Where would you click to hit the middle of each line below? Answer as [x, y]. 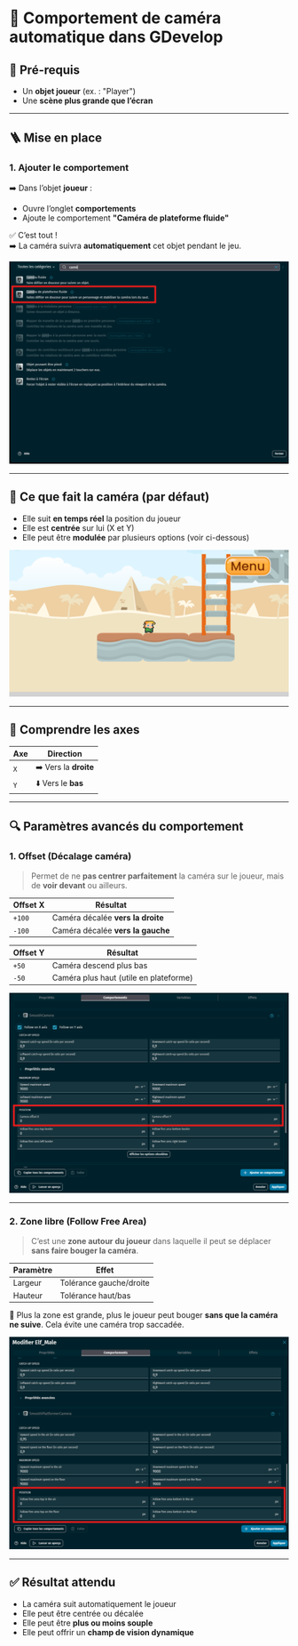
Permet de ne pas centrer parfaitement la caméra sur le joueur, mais [157, 876]
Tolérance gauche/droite [105, 1283]
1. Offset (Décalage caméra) [71, 856]
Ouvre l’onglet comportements [79, 208]
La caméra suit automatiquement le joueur [99, 1603]
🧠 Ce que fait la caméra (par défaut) [110, 497]
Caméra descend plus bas [100, 965]
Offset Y [29, 952]
